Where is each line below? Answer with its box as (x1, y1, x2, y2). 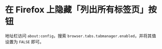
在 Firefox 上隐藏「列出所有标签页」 (5, 4, 149, 15)
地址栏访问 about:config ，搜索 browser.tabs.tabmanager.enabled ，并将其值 (5, 33, 156, 39)
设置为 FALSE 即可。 (5, 39, 44, 44)
